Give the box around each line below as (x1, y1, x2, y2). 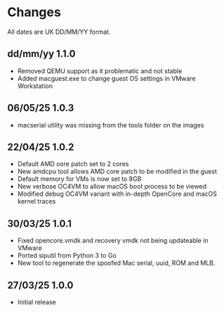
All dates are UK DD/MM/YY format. (7, 27, 111, 36)
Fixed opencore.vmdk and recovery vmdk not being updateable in (17, 237, 209, 245)
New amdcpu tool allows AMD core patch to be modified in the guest (17, 167, 218, 176)
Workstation (17, 82, 53, 90)
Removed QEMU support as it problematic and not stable (17, 66, 183, 75)
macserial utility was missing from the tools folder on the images (17, 120, 204, 129)
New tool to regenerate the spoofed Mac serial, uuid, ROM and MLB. (17, 258, 216, 268)
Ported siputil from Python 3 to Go (17, 251, 117, 260)
